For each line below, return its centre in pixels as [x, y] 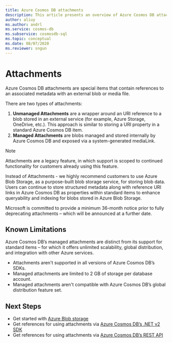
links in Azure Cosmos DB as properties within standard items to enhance [83, 192]
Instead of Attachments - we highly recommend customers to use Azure [81, 176]
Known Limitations [36, 229]
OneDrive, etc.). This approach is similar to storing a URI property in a [86, 124]
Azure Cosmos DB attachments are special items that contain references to [84, 88]
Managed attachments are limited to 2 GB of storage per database [82, 274]
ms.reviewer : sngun [26, 48]
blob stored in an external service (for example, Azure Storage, [79, 119]
